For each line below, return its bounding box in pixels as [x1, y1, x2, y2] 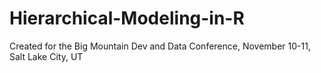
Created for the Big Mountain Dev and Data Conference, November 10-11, [9, 40, 311, 52]
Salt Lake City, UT [9, 50, 84, 62]
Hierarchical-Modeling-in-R [9, 7, 245, 30]
